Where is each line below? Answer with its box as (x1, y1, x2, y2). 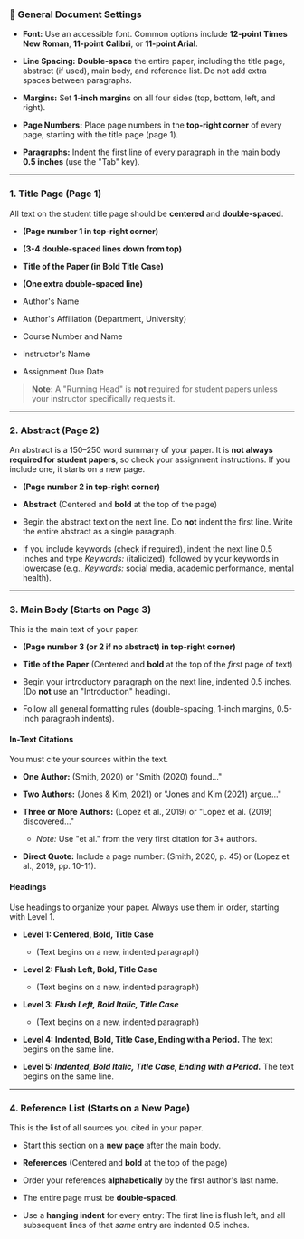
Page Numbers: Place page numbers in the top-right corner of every (22, 119, 282, 130)
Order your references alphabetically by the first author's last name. (22, 1175, 279, 1186)
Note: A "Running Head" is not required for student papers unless (31, 383, 278, 394)
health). (22, 572, 52, 582)
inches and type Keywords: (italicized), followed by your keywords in (22, 553, 279, 563)
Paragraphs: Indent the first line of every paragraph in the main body (22, 147, 280, 157)
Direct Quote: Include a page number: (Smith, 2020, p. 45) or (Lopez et (22, 851, 290, 862)
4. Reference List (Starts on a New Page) (9, 1102, 191, 1114)
